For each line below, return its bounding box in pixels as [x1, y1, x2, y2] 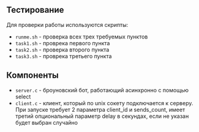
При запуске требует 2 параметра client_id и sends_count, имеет [15, 106, 186, 113]
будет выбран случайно [15, 119, 78, 126]
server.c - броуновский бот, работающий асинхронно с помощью [15, 86, 189, 94]
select [15, 93, 31, 100]
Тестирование [6, 5, 64, 15]
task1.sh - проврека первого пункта [15, 39, 110, 46]
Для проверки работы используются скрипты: [6, 21, 129, 28]
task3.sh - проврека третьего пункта [15, 52, 112, 60]
